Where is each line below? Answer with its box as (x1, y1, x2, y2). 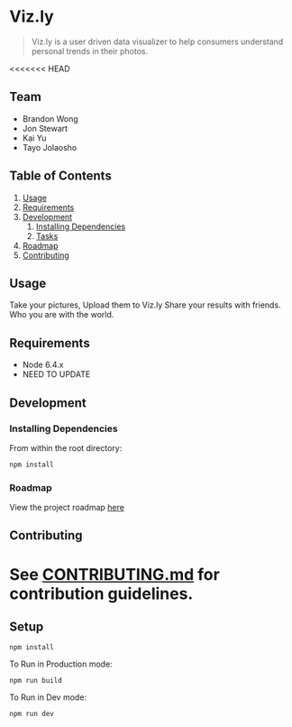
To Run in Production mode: (9, 658, 113, 669)
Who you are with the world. (9, 309, 114, 320)
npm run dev (9, 710, 54, 719)
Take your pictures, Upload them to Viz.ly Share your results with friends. (9, 299, 281, 310)
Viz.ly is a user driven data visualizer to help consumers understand (31, 36, 284, 47)
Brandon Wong (22, 113, 78, 124)
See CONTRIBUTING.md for (9, 564, 221, 584)
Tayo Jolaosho (22, 142, 78, 152)
